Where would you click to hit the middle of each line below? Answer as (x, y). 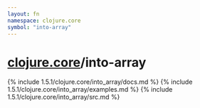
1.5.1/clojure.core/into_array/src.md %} (64, 97)
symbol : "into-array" (40, 27)
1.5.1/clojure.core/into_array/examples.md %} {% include (90, 90)
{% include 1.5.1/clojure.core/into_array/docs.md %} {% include (100, 82)
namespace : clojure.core (44, 21)
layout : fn (23, 14)
